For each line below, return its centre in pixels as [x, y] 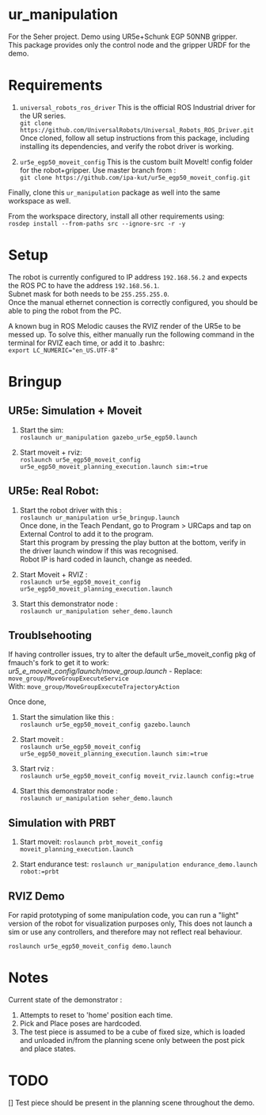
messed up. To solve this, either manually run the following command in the [131, 334]
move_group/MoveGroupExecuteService [68, 679]
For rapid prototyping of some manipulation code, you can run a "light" [123, 915]
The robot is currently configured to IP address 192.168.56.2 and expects [128, 277]
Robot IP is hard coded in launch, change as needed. [106, 559]
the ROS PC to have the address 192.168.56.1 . [84, 285]
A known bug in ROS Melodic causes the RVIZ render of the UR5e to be [125, 325]
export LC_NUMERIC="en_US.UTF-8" [63, 350]
